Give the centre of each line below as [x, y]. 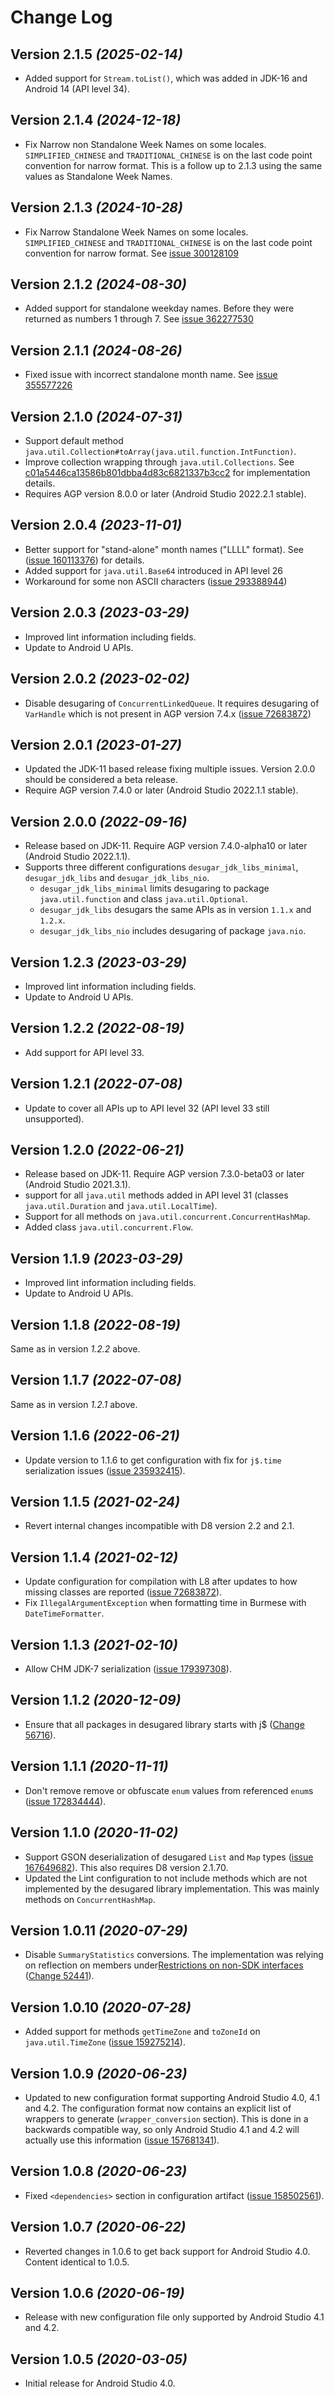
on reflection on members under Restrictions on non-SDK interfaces [164, 1965]
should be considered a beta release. [101, 780]
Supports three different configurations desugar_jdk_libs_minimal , [161, 867]
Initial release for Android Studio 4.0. [100, 2383]
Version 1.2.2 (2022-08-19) [97, 1028]
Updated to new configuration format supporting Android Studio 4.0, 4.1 [172, 2097]
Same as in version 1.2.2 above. [75, 1349]
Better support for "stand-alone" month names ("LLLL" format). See [164, 549]
